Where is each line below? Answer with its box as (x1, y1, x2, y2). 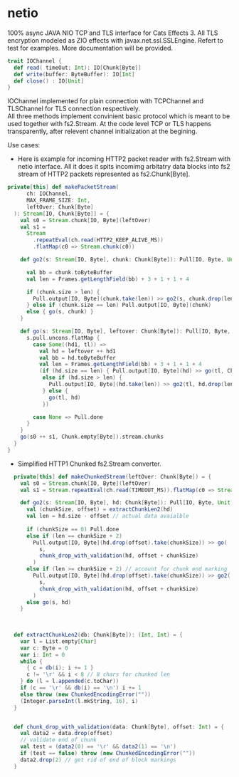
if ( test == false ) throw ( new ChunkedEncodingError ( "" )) (20, 750, 196, 757)
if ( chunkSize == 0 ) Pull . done (26, 526, 119, 533)
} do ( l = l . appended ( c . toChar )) (20, 678, 119, 685)
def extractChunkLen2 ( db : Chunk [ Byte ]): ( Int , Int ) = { (14, 632, 183, 639)
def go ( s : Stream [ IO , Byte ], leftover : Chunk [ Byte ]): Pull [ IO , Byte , (20, 328, 231, 335)
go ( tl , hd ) (48, 394, 81, 401)
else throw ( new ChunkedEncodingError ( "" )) (20, 691, 152, 698)
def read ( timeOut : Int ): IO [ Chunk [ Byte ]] (14, 64, 142, 71)
